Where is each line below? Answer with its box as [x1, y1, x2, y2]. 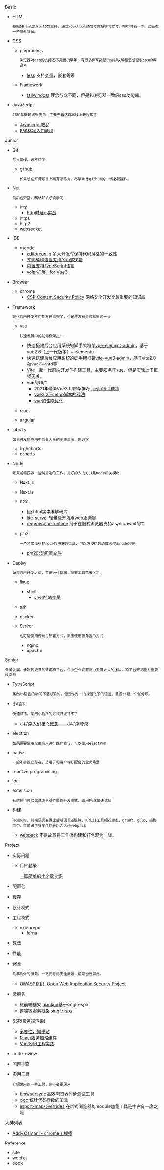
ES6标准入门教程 [19, 128, 54, 133]
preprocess [19, 48, 43, 53]
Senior [5, 657, 19, 663]
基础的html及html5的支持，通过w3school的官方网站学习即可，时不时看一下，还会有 [12, 24, 159, 29]
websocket [19, 226, 42, 232]
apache [26, 648, 43, 653]
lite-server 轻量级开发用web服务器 [26, 515, 96, 520]
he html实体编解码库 [26, 509, 68, 514]
